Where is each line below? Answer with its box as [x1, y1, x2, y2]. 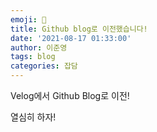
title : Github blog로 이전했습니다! [10, 24, 148, 34]
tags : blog [10, 52, 56, 62]
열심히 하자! [10, 111, 57, 123]
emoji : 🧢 [10, 14, 47, 25]
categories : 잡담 [10, 61, 78, 71]
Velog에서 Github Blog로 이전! [10, 90, 130, 101]
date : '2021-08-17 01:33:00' [10, 33, 132, 43]
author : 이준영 [10, 42, 68, 53]
